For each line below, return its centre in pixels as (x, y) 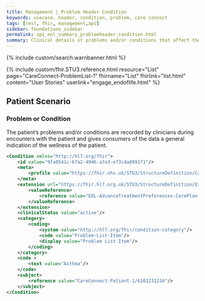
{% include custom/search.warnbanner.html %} (66, 58)
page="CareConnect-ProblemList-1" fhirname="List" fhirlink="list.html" (96, 76)
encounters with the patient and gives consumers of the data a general (95, 138)
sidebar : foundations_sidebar (45, 29)
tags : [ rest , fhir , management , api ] (53, 23)
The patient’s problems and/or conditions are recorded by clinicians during (100, 132)
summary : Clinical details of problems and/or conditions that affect (98, 40)
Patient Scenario (39, 101)
